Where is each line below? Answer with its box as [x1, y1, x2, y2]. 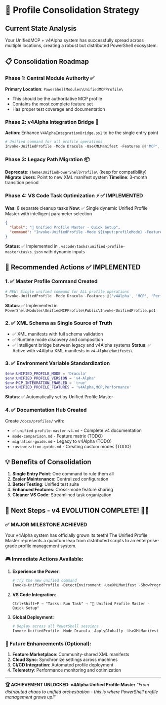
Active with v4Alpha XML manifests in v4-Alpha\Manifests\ [12, 347, 133, 353]
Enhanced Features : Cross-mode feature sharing [12, 487, 114, 493]
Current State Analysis [5, 24, 77, 33]
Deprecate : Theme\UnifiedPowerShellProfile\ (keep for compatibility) [5, 169, 147, 175]
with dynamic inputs [43, 248, 85, 254]
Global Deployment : [12, 614, 54, 620]
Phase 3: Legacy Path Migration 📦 [5, 156, 90, 163]
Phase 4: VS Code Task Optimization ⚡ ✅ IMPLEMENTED [5, 192, 143, 199]
